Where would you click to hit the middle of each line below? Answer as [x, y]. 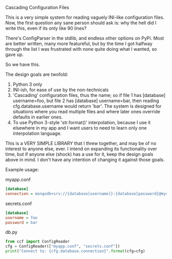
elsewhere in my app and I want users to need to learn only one [80, 128]
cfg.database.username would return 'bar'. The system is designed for [87, 106]
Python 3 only [27, 84]
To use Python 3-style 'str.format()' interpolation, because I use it [82, 122]
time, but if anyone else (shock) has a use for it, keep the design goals [79, 154]
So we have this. [23, 64]
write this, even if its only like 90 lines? [46, 28]
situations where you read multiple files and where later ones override [86, 112]
